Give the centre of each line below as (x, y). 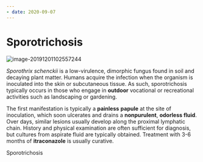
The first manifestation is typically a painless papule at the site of (89, 108)
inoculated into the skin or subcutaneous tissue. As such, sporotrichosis (97, 83)
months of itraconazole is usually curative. (60, 141)
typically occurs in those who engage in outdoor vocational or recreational (100, 90)
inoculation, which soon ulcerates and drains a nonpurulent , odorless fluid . (101, 115)
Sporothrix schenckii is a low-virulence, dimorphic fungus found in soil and (101, 71)
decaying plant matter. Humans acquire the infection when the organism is (100, 77)
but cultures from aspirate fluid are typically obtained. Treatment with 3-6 (98, 134)
